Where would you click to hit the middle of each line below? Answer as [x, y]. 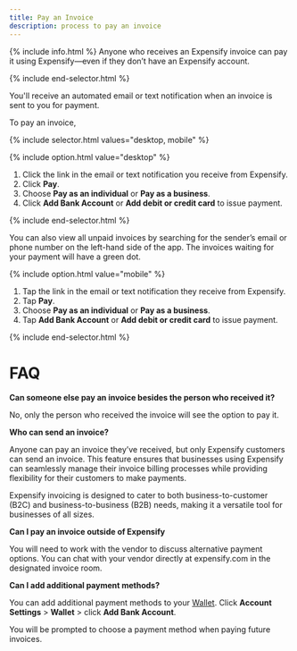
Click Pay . [41, 183]
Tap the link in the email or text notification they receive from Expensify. [154, 291]
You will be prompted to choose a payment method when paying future [140, 630]
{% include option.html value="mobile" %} [87, 274]
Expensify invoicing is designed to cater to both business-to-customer [139, 495]
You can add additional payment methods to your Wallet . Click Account [140, 603]
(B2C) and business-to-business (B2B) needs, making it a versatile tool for [146, 505]
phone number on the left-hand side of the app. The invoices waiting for [142, 247]
